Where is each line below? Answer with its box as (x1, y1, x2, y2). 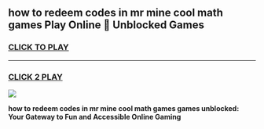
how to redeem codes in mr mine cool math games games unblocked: (8, 103, 240, 113)
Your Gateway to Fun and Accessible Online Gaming (8, 112, 181, 121)
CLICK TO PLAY (8, 42, 69, 53)
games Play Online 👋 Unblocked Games (8, 19, 204, 32)
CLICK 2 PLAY (8, 71, 63, 82)
